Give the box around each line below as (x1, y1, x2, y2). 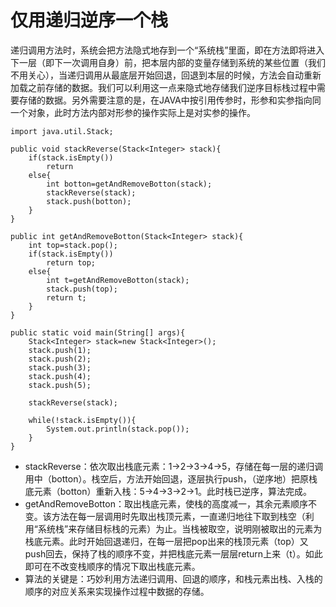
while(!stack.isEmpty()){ (28, 415, 137, 425)
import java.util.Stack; (10, 126, 114, 136)
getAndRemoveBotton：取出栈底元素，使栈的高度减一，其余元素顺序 (24, 497, 308, 510)
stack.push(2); (28, 354, 92, 364)
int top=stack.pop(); (28, 240, 118, 250)
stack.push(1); (28, 345, 92, 355)
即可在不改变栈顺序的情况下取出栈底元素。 (24, 560, 201, 572)
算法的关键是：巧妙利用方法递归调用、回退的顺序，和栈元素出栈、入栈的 (24, 572, 323, 585)
